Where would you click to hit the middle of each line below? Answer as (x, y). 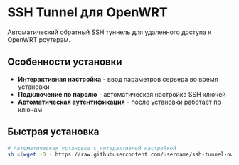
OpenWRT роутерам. (39, 39)
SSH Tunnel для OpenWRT (88, 12)
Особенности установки (65, 62)
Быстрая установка (53, 132)
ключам (30, 109)
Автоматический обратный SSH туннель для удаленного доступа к (110, 32)
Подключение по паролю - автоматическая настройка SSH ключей (122, 94)
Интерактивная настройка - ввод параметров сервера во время (118, 79)
